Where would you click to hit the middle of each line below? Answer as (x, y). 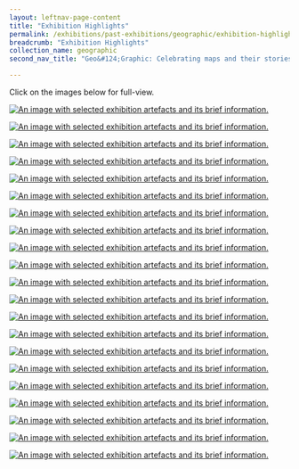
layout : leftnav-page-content (65, 17)
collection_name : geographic (63, 51)
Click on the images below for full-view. (82, 92)
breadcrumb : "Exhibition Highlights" (79, 42)
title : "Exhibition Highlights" (69, 26)
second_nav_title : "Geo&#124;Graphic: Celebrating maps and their (135, 59)
